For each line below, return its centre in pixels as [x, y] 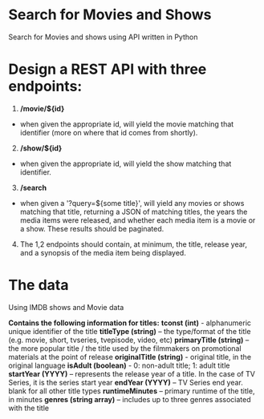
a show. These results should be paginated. [92, 228]
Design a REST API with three [108, 69]
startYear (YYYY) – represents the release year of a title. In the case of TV [132, 373]
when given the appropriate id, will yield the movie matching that [127, 124]
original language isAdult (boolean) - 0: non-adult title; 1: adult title [119, 365]
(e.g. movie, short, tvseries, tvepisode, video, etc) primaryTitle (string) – [129, 340]
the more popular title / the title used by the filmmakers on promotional [125, 348]
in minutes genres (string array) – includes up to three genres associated [130, 399]
